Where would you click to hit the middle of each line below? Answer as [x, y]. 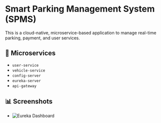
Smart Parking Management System [80, 9]
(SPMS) [21, 19]
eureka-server [26, 81]
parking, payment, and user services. [43, 38]
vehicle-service [29, 70]
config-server [26, 76]
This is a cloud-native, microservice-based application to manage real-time [81, 33]
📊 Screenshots [29, 101]
